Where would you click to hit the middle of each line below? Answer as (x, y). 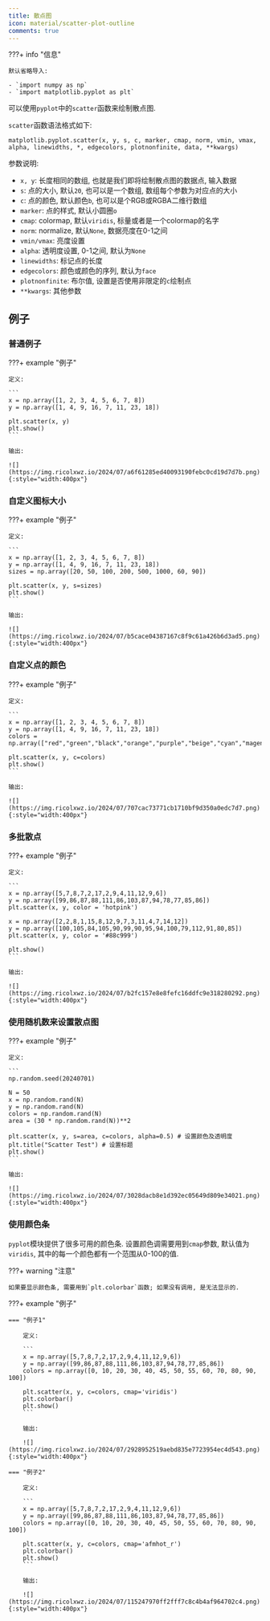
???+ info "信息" (35, 55)
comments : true (34, 31)
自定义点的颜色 (37, 665)
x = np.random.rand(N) (46, 1100)
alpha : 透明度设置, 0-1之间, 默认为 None (83, 251)
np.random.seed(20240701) (51, 1079)
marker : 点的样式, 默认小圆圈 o (68, 210)
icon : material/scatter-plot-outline (72, 23)
